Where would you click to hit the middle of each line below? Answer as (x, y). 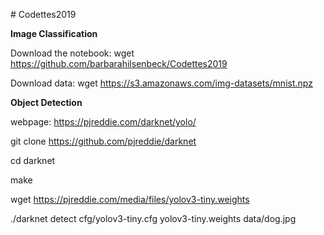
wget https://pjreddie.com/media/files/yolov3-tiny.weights (130, 199)
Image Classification (54, 33)
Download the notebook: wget (72, 53)
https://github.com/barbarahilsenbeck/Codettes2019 (119, 63)
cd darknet (33, 160)
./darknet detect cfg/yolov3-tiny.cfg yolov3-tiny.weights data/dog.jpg (153, 218)
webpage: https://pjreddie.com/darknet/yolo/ (103, 122)
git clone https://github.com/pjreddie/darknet (103, 141)
